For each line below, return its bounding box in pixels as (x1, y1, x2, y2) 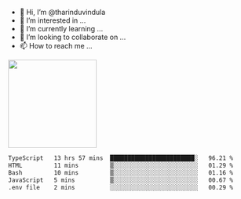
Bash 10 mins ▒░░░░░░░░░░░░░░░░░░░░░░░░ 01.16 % (8, 168, 234, 176)
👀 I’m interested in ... (19, 16, 86, 25)
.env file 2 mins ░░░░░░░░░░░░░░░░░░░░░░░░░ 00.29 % (8, 183, 234, 191)
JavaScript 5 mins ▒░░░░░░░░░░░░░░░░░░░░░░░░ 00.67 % (8, 176, 234, 184)
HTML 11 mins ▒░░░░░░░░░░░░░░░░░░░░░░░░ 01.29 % (8, 161, 234, 169)
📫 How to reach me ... (19, 42, 93, 50)
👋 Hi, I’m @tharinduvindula (19, 8, 106, 16)
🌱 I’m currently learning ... (19, 24, 104, 33)
